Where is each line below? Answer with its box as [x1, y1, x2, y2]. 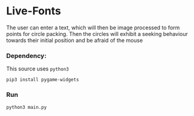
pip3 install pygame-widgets [6, 77, 79, 83]
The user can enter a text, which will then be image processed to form [6, 24, 180, 31]
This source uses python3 [6, 65, 69, 72]
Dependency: [6, 51, 47, 60]
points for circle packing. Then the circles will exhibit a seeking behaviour [6, 30, 188, 37]
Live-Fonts [6, 4, 61, 18]
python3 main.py [6, 104, 47, 110]
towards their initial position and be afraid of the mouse [6, 36, 143, 44]
